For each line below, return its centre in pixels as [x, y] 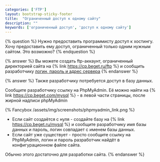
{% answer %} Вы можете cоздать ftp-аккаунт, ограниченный [69, 61]
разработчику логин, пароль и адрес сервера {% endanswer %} [72, 71]
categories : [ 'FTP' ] [26, 9]
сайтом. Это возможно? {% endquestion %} [50, 52]
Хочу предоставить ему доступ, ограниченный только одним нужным [78, 47]
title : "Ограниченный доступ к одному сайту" [53, 18]
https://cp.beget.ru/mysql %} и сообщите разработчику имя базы [79, 125]
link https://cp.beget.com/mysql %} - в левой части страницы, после [75, 96]
